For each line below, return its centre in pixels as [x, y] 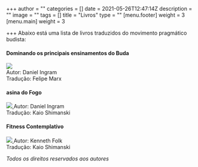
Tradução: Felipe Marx [34, 79]
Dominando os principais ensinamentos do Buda [68, 53]
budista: [16, 39]
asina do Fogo [24, 92]
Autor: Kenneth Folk [38, 141]
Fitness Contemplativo [35, 126]
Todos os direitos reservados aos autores [58, 159]
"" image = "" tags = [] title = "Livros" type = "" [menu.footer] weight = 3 [96, 15]
